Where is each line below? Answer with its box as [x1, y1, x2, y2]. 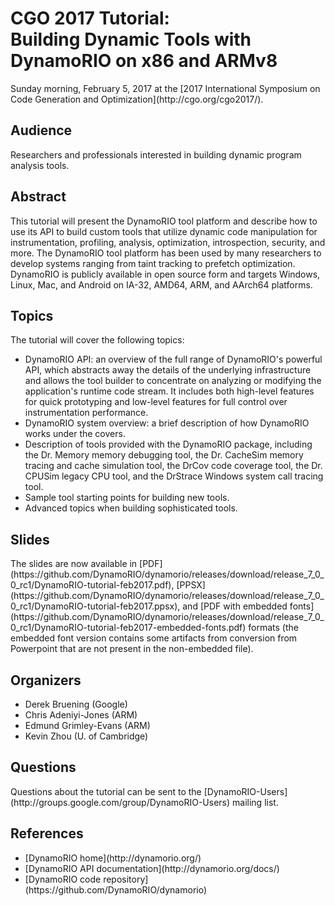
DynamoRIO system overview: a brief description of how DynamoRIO [24, 417, 310, 429]
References [10, 825, 84, 842]
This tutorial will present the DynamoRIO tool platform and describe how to [10, 215, 318, 227]
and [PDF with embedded [182, 600, 288, 612]
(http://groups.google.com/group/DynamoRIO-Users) [10, 796, 231, 808]
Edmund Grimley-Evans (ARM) [24, 720, 151, 731]
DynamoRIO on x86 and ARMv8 [10, 50, 278, 72]
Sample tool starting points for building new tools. [24, 492, 230, 504]
